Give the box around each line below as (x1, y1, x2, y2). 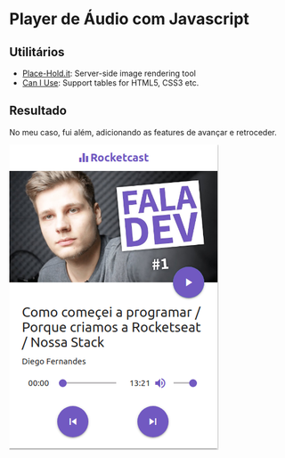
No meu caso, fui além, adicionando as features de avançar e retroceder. (9, 127, 278, 137)
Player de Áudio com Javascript (9, 9, 249, 29)
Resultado (9, 103, 67, 119)
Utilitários (9, 45, 65, 60)
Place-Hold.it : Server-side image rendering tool (21, 68, 196, 78)
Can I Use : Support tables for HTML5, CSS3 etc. (21, 78, 199, 88)
